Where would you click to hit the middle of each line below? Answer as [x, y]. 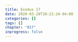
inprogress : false [24, 32]
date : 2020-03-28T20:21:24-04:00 [39, 14]
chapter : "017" [21, 28]
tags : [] [14, 23]
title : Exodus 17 [23, 9]
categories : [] [21, 18]
